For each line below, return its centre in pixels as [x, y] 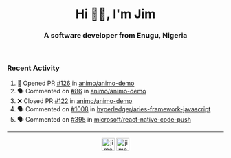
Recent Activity [34, 68]
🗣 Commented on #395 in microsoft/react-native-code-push [104, 119]
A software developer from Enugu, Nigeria [115, 36]
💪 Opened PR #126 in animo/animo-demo [76, 83]
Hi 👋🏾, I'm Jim [115, 14]
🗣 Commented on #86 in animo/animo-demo [81, 91]
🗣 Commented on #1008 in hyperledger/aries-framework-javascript [114, 109]
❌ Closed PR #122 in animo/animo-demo [75, 101]
